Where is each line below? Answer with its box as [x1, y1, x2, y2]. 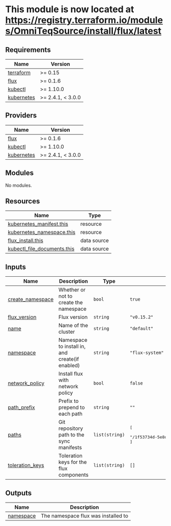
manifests [58, 444, 82, 451]
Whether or [58, 286, 85, 294]
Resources [5, 197, 40, 206]
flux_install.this [8, 237, 43, 244]
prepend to [58, 404, 85, 411]
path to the [58, 431, 85, 439]
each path [58, 411, 83, 418]
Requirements [5, 45, 51, 54]
